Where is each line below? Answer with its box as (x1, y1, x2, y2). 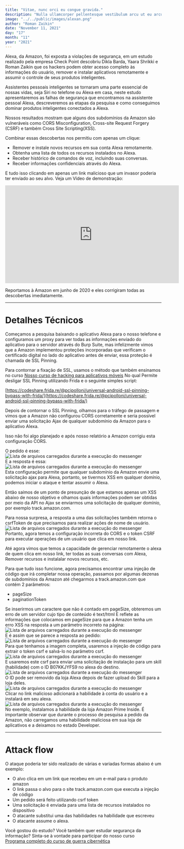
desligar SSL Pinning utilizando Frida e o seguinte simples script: (5, 377, 137, 383)
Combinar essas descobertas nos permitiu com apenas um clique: (5, 135, 140, 141)
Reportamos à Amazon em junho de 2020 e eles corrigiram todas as (5, 287, 145, 293)
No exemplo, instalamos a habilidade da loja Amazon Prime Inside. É (5, 706, 145, 712)
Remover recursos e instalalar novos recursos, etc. (5, 556, 109, 562)
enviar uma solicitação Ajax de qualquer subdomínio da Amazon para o (5, 418, 151, 424)
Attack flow (5, 744, 54, 756)
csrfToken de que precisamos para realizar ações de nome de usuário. (5, 520, 150, 526)
